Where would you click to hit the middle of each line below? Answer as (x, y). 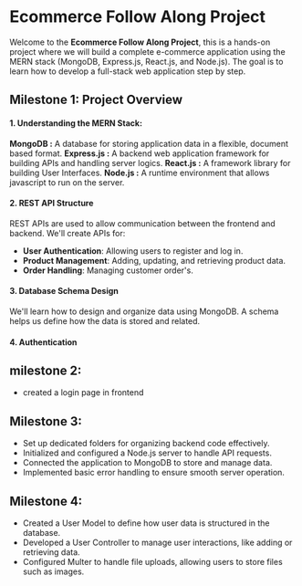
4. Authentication (43, 342)
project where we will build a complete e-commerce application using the (147, 51)
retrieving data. (51, 552)
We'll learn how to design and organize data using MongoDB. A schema (144, 311)
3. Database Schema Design (64, 291)
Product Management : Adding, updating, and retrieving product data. (154, 260)
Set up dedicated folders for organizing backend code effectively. (146, 444)
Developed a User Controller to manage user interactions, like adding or (157, 542)
